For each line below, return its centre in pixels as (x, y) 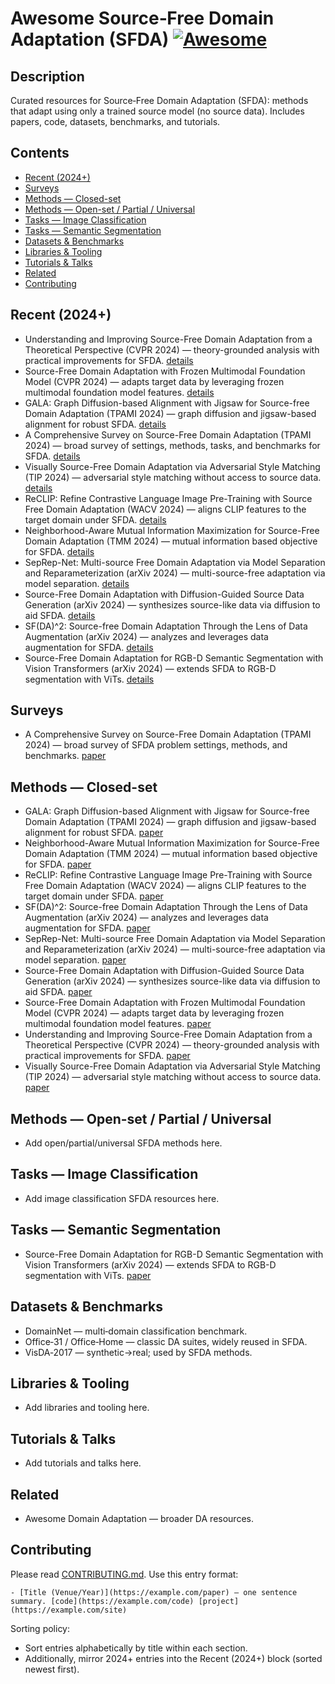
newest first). (52, 1669)
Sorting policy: (40, 1628)
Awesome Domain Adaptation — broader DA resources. (139, 1518)
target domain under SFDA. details (95, 519)
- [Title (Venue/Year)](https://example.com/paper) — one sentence (154, 1592)
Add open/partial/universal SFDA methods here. (123, 1143)
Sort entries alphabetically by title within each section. (136, 1648)
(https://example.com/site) (69, 1610)
